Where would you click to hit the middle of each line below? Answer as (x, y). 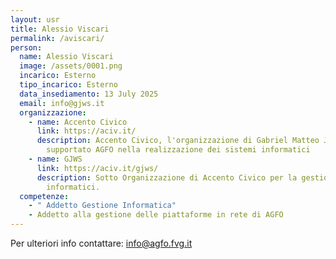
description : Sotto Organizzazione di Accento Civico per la (167, 177)
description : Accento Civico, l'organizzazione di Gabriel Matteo (178, 141)
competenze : (44, 196)
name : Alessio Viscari (66, 57)
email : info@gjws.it (62, 103)
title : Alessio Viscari (60, 29)
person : (26, 47)
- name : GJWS (55, 159)
